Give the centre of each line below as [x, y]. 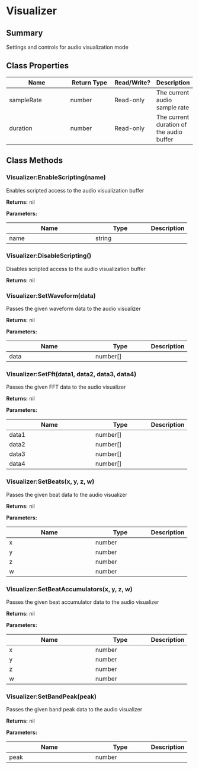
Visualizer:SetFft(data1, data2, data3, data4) [71, 374]
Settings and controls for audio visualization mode [67, 47]
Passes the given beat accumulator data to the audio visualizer [83, 602]
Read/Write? [133, 83]
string [103, 238]
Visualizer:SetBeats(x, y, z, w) [50, 481]
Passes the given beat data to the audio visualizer [67, 494]
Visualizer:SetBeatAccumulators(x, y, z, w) [69, 589]
